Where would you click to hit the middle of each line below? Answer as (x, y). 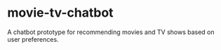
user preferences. (33, 39)
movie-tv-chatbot (60, 13)
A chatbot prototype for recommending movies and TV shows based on (111, 32)
